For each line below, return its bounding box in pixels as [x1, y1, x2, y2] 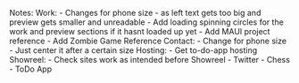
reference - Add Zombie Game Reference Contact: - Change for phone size [9, 35, 287, 46]
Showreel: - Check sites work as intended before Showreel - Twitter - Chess [9, 55, 290, 64]
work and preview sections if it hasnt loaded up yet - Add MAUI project [9, 26, 270, 36]
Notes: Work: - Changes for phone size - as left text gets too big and [9, 8, 262, 18]
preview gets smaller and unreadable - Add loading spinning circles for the [9, 17, 284, 27]
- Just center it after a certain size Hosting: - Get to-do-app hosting [9, 45, 258, 56]
